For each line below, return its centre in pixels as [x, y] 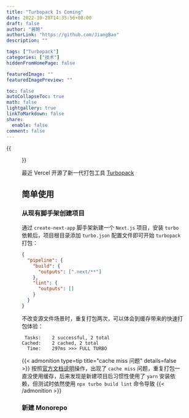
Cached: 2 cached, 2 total [60, 343]
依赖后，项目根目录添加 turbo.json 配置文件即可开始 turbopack [101, 235]
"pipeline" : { [45, 260]
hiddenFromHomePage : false [41, 63]
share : [15, 119]
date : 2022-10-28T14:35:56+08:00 [49, 18]
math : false [21, 103]
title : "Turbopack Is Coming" [45, 12]
